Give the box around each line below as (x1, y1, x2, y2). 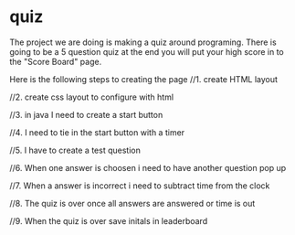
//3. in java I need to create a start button (9, 109, 163, 120)
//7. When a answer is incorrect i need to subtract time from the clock (9, 180, 270, 191)
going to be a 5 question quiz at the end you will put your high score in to (9, 46, 285, 57)
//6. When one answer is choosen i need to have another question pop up (9, 162, 287, 173)
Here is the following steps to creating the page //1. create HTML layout (9, 73, 279, 84)
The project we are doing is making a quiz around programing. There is (9, 37, 277, 48)
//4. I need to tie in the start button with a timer (9, 126, 185, 138)
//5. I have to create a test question (9, 144, 142, 155)
